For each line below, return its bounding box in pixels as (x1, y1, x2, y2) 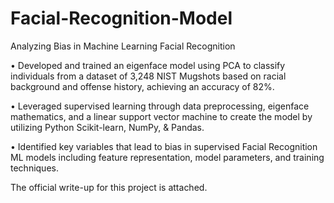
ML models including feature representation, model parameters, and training (10, 151, 325, 163)
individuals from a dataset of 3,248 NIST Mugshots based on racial (10, 70, 287, 82)
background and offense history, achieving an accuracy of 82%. (10, 80, 275, 92)
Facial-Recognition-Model (10, 7, 233, 30)
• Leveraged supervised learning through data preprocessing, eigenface (10, 100, 310, 112)
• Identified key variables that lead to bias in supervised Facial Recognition (10, 140, 318, 152)
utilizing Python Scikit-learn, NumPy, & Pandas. (10, 121, 205, 133)
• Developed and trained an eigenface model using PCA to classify (10, 59, 286, 71)
